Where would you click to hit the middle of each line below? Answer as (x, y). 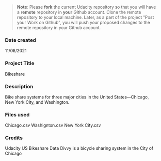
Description (19, 86)
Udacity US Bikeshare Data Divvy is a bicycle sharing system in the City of (79, 148)
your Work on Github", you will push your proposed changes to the (83, 22)
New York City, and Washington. (37, 102)
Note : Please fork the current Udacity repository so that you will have (86, 7)
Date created (21, 40)
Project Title (20, 64)
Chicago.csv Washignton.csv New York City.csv (53, 125)
